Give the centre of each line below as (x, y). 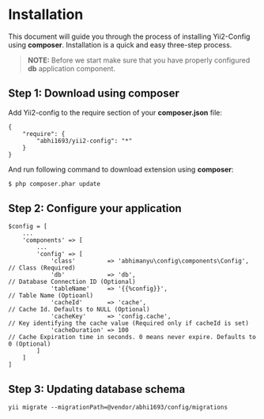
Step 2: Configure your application (95, 208)
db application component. (72, 68)
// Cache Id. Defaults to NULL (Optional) (79, 310)
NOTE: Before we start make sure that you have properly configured (139, 60)
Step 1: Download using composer (94, 94)
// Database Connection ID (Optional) (72, 282)
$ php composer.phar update (55, 183)
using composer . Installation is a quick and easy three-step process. (120, 44)
